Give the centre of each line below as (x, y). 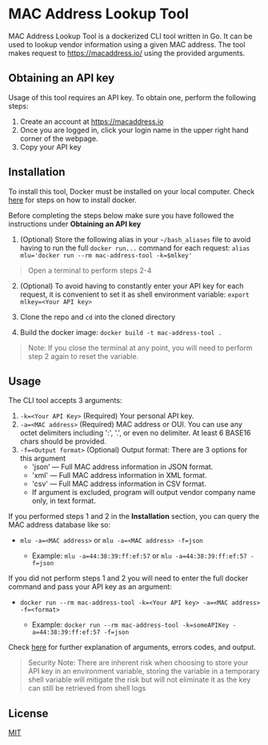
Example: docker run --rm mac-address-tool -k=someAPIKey (130, 625)
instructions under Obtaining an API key (75, 224)
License (28, 713)
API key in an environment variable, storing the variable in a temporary (144, 671)
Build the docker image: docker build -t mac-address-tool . (121, 332)
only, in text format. (64, 501)
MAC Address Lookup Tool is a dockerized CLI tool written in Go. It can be (130, 36)
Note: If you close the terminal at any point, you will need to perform (140, 348)
